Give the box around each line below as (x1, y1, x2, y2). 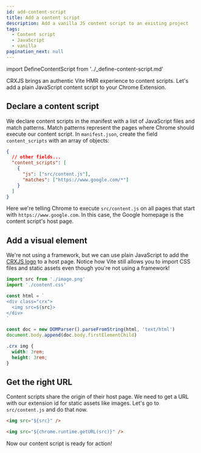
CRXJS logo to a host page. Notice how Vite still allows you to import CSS (6, 258, 191, 265)
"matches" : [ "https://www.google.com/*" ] (22, 177, 129, 183)
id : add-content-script (6, 9, 67, 15)
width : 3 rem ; (12, 349, 45, 355)
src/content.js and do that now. (6, 406, 88, 413)
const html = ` (6, 293, 45, 299)
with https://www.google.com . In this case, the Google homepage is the (6, 211, 184, 219)
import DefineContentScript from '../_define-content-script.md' (6, 65, 164, 72)
